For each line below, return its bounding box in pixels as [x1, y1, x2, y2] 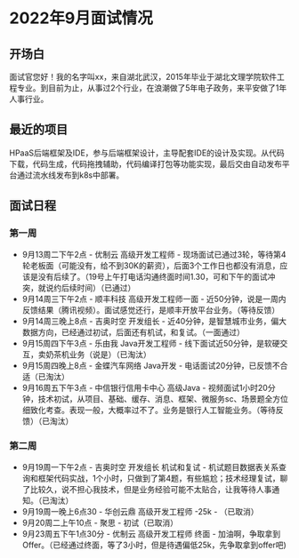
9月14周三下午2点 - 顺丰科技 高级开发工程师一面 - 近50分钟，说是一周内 [21, 293, 287, 304]
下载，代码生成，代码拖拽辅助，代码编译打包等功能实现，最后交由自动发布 [9, 158, 282, 169]
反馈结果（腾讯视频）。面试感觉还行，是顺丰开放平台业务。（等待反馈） [21, 304, 280, 315]
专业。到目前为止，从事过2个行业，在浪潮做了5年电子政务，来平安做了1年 [16, 83, 287, 93]
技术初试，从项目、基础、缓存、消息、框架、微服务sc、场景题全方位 [37, 393, 289, 404]
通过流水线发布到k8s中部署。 [16, 170, 125, 180]
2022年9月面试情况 [9, 8, 153, 28]
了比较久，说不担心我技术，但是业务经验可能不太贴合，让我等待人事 [21, 483, 272, 494]
